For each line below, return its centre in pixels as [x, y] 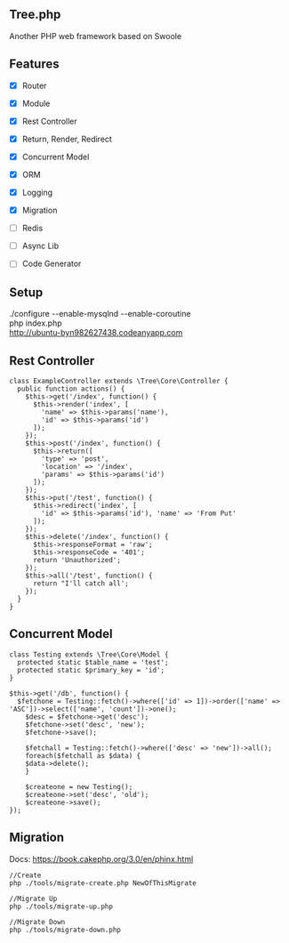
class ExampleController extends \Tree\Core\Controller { [119, 381]
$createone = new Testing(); [79, 786]
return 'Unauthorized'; [77, 560]
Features [34, 64]
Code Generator [52, 264]
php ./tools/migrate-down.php [65, 930]
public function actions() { [71, 389]
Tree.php [35, 15]
